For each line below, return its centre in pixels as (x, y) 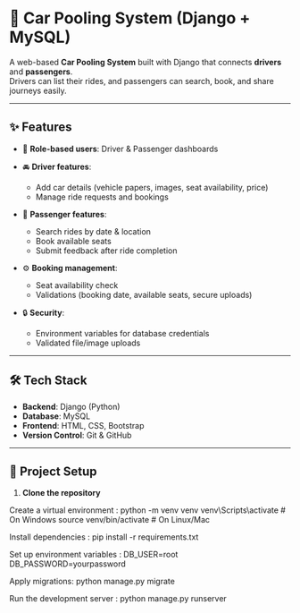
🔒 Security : (43, 312)
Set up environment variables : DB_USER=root (94, 555)
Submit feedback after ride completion (106, 251)
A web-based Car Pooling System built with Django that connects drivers (146, 62)
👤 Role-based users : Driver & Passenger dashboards (120, 149)
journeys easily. (38, 90)
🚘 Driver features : (57, 166)
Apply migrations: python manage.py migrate (92, 582)
